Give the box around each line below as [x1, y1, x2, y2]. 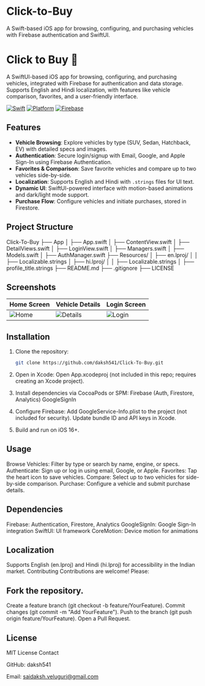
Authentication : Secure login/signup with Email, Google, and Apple [15, 152, 185, 159]
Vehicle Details [56, 300, 101, 309]
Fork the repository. [6, 585, 84, 596]
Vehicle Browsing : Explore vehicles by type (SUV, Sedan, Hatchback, [15, 138, 191, 146]
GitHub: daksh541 [6, 661, 51, 668]
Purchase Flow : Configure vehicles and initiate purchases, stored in [15, 197, 187, 205]
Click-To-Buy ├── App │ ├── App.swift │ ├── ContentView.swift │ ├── [6, 238, 190, 245]
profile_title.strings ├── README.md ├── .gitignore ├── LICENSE [6, 264, 174, 272]
